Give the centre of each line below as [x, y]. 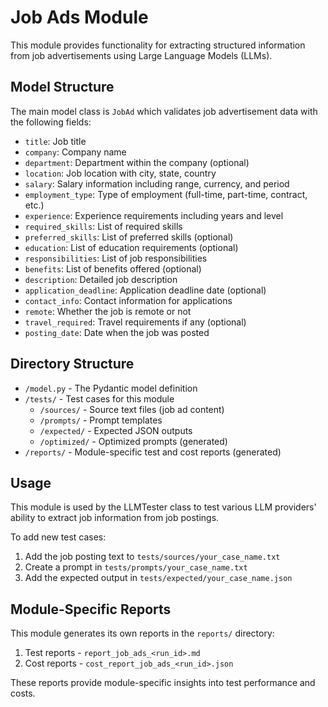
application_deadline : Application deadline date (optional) [145, 290]
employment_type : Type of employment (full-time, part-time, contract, [166, 194]
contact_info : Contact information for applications [128, 300]
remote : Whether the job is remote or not [108, 311]
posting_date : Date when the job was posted [117, 332]
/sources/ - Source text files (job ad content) [132, 409]
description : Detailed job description [101, 279]
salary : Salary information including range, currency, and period [157, 183]
